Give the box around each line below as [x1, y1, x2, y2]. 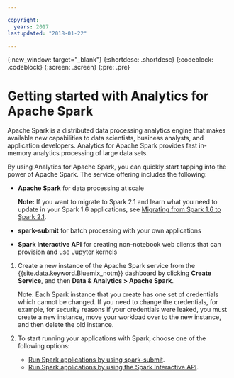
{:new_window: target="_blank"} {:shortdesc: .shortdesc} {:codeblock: [7, 55, 214, 64]
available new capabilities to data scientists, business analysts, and [7, 134, 204, 143]
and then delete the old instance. [17, 321, 114, 329]
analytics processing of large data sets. [33, 149, 149, 157]
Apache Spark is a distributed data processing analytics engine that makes [7, 126, 226, 135]
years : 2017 [13, 23, 50, 30]
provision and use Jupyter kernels [17, 248, 118, 256]
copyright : [7, 16, 40, 23]
